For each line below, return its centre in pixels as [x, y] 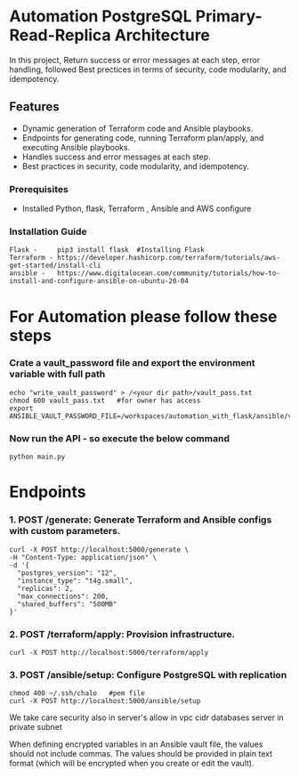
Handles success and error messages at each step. [116, 157]
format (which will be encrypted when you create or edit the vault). [132, 764]
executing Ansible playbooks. [76, 147]
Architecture [162, 35]
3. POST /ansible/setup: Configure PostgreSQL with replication [148, 675]
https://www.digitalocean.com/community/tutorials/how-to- [168, 273]
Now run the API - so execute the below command [119, 438]
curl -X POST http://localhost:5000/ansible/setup [105, 701]
